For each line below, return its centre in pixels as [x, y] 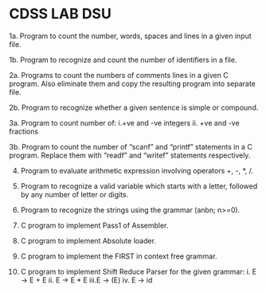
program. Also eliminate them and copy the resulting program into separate [132, 84]
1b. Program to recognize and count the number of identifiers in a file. [123, 60]
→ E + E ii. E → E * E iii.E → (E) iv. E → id [86, 280]
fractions [24, 131]
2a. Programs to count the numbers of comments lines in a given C [119, 75]
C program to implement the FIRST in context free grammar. [119, 256]
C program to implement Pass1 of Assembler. [94, 225]
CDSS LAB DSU [61, 14]
